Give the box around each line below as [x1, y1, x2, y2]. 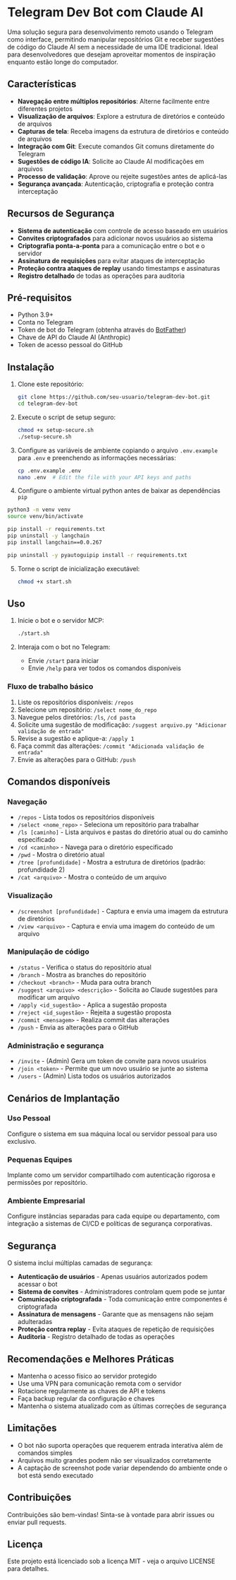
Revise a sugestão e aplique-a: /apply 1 [17, 734, 135, 742]
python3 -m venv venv [7, 506, 71, 513]
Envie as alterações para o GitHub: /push [17, 755, 136, 763]
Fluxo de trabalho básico [7, 681, 94, 691]
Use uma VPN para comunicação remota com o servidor [17, 1379, 182, 1388]
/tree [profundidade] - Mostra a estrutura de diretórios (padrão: [17, 858, 206, 867]
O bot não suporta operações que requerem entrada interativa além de [17, 1441, 223, 1449]
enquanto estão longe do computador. [7, 57, 118, 66]
